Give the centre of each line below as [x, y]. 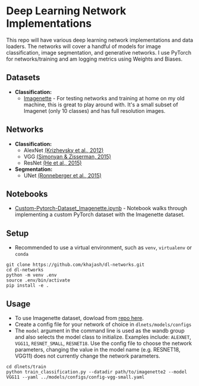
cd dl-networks [25, 270]
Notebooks [27, 194]
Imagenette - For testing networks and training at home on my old [104, 98]
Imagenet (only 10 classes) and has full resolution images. [94, 110]
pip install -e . [28, 286]
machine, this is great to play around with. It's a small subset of [101, 105]
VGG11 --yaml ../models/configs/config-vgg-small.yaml [75, 377]
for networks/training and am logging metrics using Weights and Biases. [94, 59]
